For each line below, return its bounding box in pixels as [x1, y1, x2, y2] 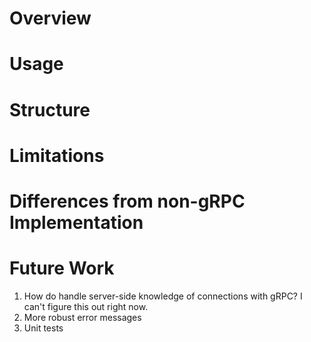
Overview [9, 7, 92, 30]
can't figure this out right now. [23, 300, 149, 312]
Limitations [9, 144, 105, 167]
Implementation [9, 211, 144, 234]
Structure [9, 98, 91, 121]
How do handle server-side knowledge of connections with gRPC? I [23, 290, 303, 302]
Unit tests [23, 322, 64, 334]
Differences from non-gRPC [9, 190, 246, 212]
